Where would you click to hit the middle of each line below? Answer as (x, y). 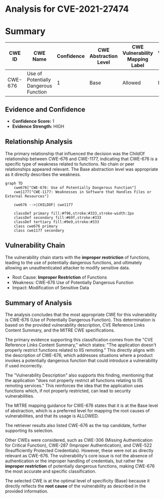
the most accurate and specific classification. (51, 472)
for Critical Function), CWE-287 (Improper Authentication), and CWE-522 (79, 445)
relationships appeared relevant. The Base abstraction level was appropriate (82, 169)
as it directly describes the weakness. (43, 174)
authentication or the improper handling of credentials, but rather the (74, 461)
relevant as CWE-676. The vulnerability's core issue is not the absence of (79, 456)
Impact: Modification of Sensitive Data (51, 287)
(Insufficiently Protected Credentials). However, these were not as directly (79, 451)
